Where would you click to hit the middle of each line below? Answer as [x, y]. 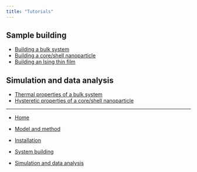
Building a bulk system [42, 49]
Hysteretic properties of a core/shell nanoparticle [74, 101]
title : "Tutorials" [30, 11]
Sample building [36, 36]
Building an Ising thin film [45, 62]
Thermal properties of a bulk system [58, 95]
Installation [28, 140]
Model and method [37, 129]
